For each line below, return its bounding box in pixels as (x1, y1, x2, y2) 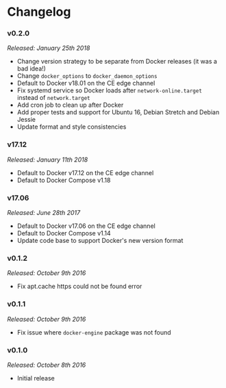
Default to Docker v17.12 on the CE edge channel (16, 168, 154, 177)
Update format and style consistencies (16, 122, 127, 131)
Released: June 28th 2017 (7, 209, 81, 217)
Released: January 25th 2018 (7, 44, 90, 52)
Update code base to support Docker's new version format (16, 237, 184, 245)
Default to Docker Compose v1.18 (16, 176, 111, 184)
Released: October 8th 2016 (7, 361, 86, 369)
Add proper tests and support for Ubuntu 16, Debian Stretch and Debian (16, 108, 220, 116)
